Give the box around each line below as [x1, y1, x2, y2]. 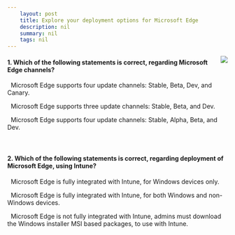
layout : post [20, 10, 58, 18]
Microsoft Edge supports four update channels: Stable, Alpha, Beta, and [10, 116, 218, 124]
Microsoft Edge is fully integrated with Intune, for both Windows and [10, 191, 208, 199]
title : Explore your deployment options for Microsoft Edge [20, 17, 199, 24]
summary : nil [20, 29, 58, 37]
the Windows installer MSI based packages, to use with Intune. [7, 219, 189, 228]
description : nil [20, 23, 71, 30]
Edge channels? [7, 65, 55, 74]
